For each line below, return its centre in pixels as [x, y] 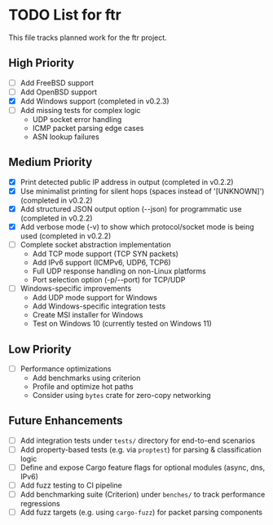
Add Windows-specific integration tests [99, 306]
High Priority [42, 63]
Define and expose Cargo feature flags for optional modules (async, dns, [143, 467]
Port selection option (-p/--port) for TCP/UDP [109, 280]
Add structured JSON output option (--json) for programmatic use [131, 208]
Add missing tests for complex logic [80, 110]
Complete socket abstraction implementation [95, 245]
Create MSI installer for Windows [88, 315]
